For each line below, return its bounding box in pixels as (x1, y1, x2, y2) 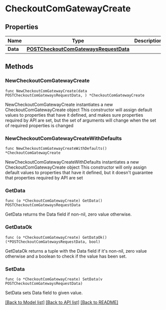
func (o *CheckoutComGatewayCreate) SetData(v (5, 276, 103, 282)
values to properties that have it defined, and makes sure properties (5, 112, 143, 118)
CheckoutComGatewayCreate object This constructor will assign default (5, 107, 152, 113)
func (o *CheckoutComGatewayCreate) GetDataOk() (5, 235, 107, 240)
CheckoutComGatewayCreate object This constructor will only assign (5, 164, 147, 170)
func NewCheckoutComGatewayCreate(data (5, 89, 87, 93)
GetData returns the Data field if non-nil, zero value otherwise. (5, 211, 132, 218)
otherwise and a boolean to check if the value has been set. (5, 253, 127, 259)
